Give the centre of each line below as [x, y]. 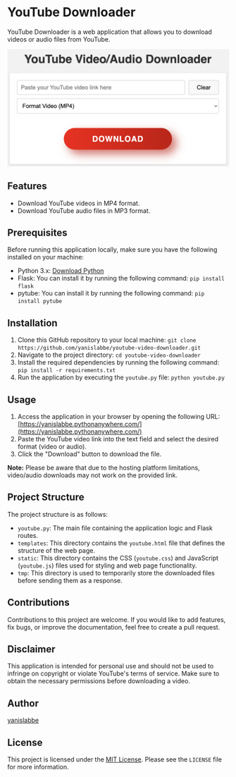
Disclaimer [31, 649]
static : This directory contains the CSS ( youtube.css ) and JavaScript [118, 558]
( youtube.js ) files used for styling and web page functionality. [107, 565]
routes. [28, 535]
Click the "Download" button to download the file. [89, 454]
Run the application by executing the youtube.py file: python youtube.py [121, 377]
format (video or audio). [52, 446]
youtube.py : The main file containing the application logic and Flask [115, 528]
